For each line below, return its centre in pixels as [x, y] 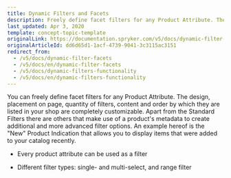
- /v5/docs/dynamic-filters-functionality [75, 71]
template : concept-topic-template [57, 33]
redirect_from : [29, 52]
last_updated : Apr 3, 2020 [46, 26]
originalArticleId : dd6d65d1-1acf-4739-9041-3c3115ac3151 [92, 45]
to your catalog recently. [42, 141]
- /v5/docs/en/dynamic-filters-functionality [80, 77]
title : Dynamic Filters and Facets [58, 13]
